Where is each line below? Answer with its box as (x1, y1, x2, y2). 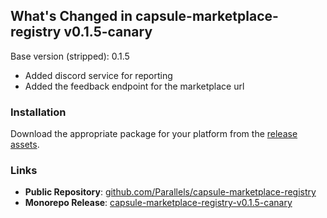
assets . (10, 139, 40, 151)
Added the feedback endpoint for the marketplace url (24, 80, 245, 92)
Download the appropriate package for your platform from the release (10, 128, 298, 140)
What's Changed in (10, 8, 133, 25)
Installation (10, 105, 67, 119)
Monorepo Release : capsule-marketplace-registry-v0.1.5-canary (24, 197, 293, 209)
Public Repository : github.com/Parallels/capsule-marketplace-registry (24, 186, 317, 198)
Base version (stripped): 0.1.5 (10, 50, 130, 62)
